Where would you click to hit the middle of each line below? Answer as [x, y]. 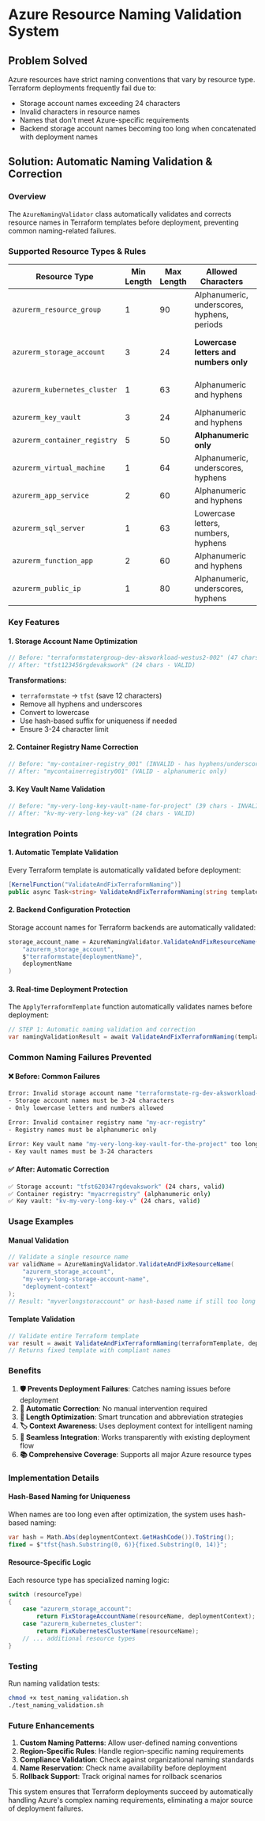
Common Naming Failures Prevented [80, 1058]
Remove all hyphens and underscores [81, 704]
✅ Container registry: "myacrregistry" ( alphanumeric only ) [110, 1194]
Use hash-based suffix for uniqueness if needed [98, 721]
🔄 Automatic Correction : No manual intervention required [113, 1408]
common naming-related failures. [62, 230]
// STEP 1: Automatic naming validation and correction [102, 1030]
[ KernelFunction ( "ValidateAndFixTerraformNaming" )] [95, 884]
